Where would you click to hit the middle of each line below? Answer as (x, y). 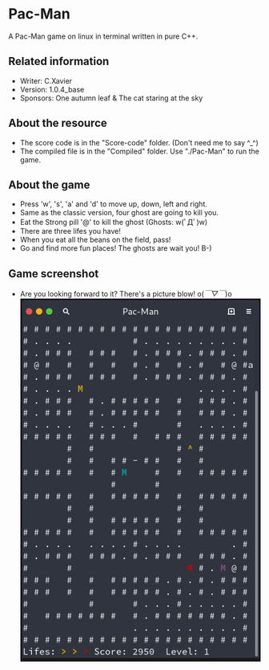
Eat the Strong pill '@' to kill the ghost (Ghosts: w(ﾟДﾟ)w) (114, 223)
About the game (49, 184)
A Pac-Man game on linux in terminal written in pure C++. (103, 36)
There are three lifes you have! (70, 231)
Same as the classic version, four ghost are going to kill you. (119, 213)
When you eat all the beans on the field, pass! (95, 240)
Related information (59, 61)
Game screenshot (54, 274)
